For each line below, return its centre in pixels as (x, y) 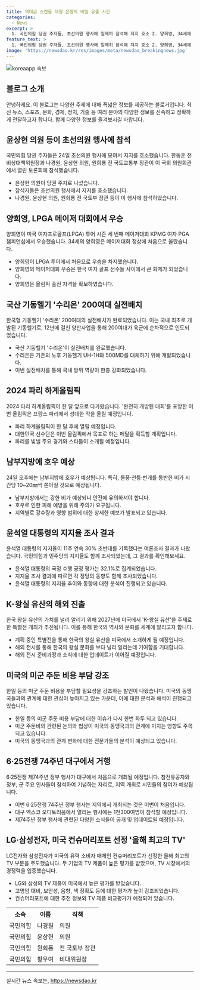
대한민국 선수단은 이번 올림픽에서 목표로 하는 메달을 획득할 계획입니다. (96, 434)
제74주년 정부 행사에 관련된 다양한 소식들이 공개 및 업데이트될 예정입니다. (99, 819)
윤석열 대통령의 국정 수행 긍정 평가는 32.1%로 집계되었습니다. (85, 569)
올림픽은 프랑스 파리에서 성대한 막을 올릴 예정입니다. (73, 414)
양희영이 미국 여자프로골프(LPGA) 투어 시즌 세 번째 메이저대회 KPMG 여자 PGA (98, 234)
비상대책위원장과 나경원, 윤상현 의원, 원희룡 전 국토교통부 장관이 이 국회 (89, 163)
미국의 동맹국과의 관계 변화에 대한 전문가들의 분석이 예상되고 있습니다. (96, 741)
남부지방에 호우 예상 (40, 462)
